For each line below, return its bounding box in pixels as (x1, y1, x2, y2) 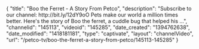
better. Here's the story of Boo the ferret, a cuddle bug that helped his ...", (6, 18, 188, 24)
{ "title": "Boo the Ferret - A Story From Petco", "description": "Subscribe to (6, 5, 192, 12)
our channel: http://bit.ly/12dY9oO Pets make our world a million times (6, 11, 178, 18)
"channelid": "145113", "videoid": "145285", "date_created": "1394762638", (6, 24, 190, 31)
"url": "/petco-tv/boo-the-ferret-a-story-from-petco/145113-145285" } (6, 37, 179, 43)
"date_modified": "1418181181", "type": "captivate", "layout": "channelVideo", (6, 30, 194, 37)
